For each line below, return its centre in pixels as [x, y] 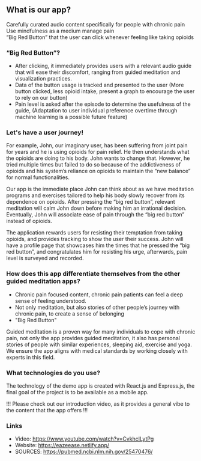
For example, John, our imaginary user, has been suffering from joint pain [97, 145]
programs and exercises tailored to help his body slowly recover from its [95, 195]
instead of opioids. [29, 221]
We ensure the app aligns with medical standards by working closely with [97, 350]
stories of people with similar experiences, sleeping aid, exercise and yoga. [99, 344]
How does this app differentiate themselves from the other [93, 274]
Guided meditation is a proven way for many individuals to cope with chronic [101, 331]
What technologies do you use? [53, 373]
